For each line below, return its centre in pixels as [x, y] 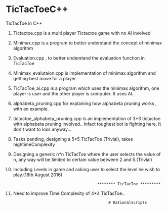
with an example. [31, 109]
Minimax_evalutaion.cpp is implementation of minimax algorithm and [85, 73]
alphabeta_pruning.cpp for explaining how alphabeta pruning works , [85, 103]
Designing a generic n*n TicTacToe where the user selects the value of [87, 154]
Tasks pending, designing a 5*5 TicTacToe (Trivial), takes [73, 139]
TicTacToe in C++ [24, 23]
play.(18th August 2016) [38, 175]
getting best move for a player [45, 78]
